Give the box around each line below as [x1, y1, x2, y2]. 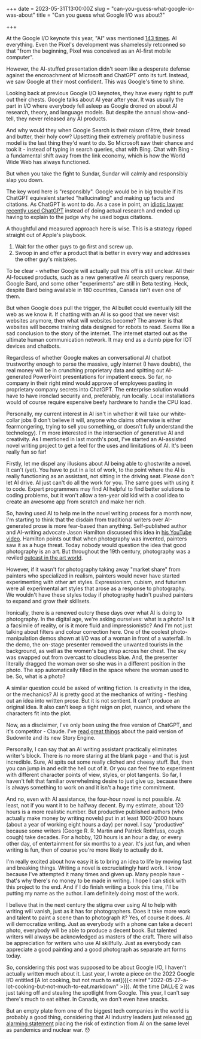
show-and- [162, 109, 190, 116]
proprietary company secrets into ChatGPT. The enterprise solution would [6, 386, 188, 393]
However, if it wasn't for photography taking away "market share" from [6, 566, 181, 573]
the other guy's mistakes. [14, 256, 78, 263]
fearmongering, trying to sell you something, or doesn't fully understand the [6, 423, 193, 430]
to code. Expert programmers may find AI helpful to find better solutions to [6, 485, 190, 493]
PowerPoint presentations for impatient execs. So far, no [32, 373, 172, 380]
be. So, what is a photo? [6, 673, 66, 680]
